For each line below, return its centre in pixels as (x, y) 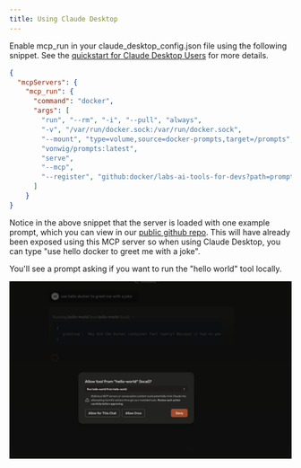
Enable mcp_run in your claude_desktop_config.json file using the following (148, 46)
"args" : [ (51, 111)
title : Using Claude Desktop (64, 19)
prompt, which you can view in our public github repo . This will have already (150, 232)
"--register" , (68, 177)
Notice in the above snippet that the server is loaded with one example (140, 222)
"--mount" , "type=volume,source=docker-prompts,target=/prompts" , (168, 139)
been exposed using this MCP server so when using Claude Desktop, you (145, 242)
